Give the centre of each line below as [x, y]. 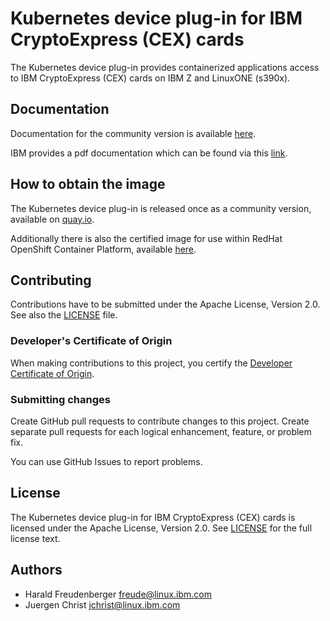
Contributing [51, 280]
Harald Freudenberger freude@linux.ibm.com [118, 594]
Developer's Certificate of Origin [91, 341]
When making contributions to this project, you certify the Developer [151, 363]
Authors [36, 570]
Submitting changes [60, 399]
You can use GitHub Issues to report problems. [106, 461]
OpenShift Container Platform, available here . [103, 249]
